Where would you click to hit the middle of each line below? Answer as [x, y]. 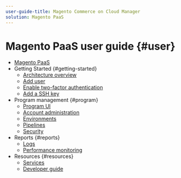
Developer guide [43, 169]
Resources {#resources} [44, 156]
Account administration [51, 113]
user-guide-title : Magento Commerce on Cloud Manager [73, 11]
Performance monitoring [53, 150]
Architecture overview [50, 75]
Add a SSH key [41, 94]
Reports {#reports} [37, 138]
